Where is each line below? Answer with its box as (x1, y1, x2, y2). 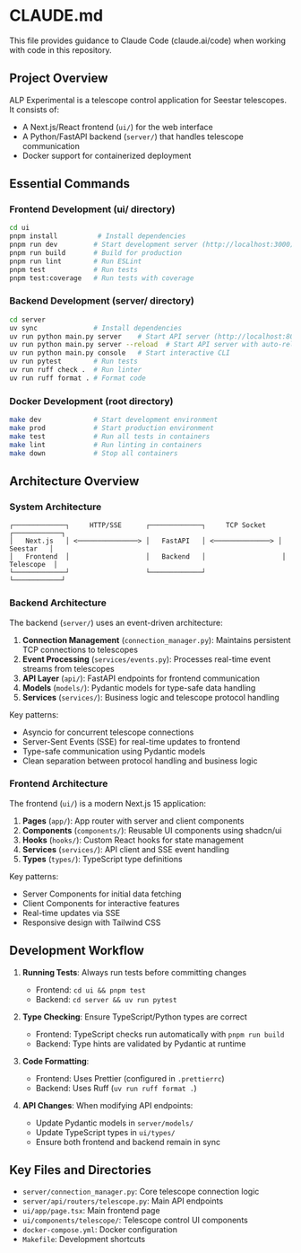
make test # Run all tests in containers (9, 432, 211, 441)
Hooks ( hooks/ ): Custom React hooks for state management (21, 834, 245, 845)
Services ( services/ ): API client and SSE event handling (21, 843, 230, 854)
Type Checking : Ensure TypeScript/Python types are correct (21, 1011, 248, 1022)
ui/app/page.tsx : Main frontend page (21, 1205, 160, 1216)
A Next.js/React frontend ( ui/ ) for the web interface (21, 121, 213, 132)
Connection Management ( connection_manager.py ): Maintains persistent (21, 634, 291, 645)
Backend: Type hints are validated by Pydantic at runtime (35, 1038, 246, 1049)
